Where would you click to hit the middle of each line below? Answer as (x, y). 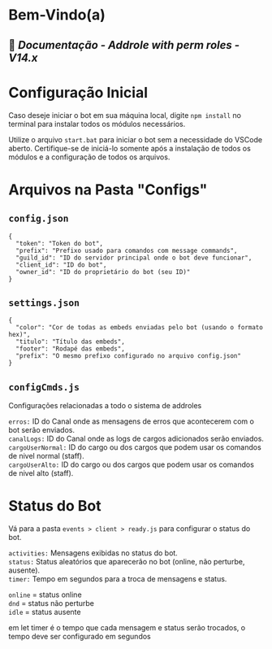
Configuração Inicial (78, 92)
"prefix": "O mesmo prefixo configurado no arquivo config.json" (129, 356)
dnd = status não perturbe (52, 603)
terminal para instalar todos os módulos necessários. (97, 124)
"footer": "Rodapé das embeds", (71, 349)
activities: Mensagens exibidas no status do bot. (93, 553)
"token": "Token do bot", (60, 243)
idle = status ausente (45, 612)
